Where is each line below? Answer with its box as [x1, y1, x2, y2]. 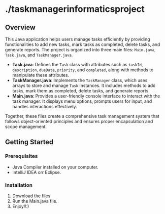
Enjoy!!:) [12, 203, 30, 209]
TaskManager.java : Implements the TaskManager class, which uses [12, 78, 148, 83]
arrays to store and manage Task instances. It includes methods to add [12, 83, 156, 88]
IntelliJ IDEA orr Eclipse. [12, 169, 61, 175]
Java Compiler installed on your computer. [12, 164, 99, 170]
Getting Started [5, 138, 54, 146]
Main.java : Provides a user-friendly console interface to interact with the [12, 93, 160, 99]
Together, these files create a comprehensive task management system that [5, 113, 160, 119]
